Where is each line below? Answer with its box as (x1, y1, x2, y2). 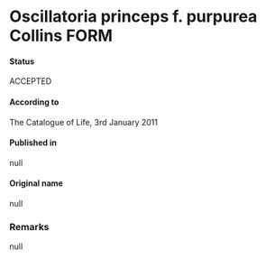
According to (9, 97, 60, 107)
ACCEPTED (9, 76, 52, 87)
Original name (9, 178, 63, 189)
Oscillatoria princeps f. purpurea (9, 6, 258, 27)
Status (9, 56, 35, 67)
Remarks (9, 220, 50, 233)
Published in (9, 137, 57, 148)
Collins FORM (9, 25, 113, 46)
